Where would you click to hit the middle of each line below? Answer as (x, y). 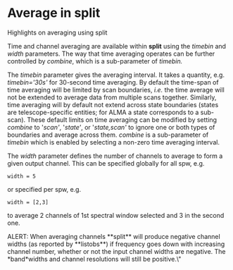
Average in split (54, 13)
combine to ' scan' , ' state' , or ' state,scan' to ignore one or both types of (111, 127)
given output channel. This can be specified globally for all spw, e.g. (106, 163)
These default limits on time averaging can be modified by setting (122, 119)
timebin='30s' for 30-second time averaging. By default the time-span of (113, 82)
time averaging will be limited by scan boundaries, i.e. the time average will (116, 90)
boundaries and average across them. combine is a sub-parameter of (108, 135)
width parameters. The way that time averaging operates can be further (111, 54)
